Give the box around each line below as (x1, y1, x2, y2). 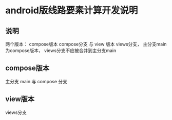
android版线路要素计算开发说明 (5, 5, 138, 16)
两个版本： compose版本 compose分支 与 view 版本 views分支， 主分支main (5, 41, 167, 47)
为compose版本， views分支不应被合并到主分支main (5, 47, 117, 54)
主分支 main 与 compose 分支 (5, 78, 68, 84)
